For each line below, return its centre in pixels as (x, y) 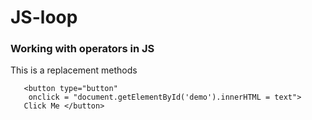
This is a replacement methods (74, 70)
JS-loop (44, 17)
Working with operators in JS (82, 49)
